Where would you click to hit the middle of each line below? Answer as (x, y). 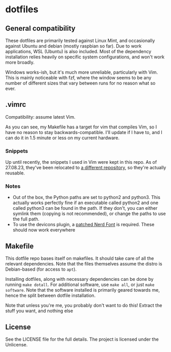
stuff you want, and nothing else (39, 311)
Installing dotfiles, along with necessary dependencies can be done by (80, 279)
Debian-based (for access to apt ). (41, 269)
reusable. (15, 173)
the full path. (26, 219)
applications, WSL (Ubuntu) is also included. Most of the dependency (78, 51)
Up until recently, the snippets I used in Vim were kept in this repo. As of (81, 162)
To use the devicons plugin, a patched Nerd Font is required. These (83, 225)
